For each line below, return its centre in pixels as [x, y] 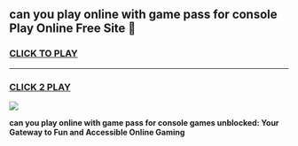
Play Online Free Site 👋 [73, 29]
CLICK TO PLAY [43, 54]
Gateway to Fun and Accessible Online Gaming [97, 132]
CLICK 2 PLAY [40, 87]
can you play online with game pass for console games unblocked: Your [144, 122]
